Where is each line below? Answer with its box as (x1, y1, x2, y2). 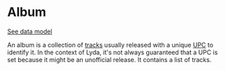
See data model (7, 27, 52, 35)
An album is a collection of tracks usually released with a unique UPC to (7, 40, 214, 49)
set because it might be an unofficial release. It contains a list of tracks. (7, 55, 212, 63)
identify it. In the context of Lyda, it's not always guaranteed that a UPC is (7, 48, 218, 56)
